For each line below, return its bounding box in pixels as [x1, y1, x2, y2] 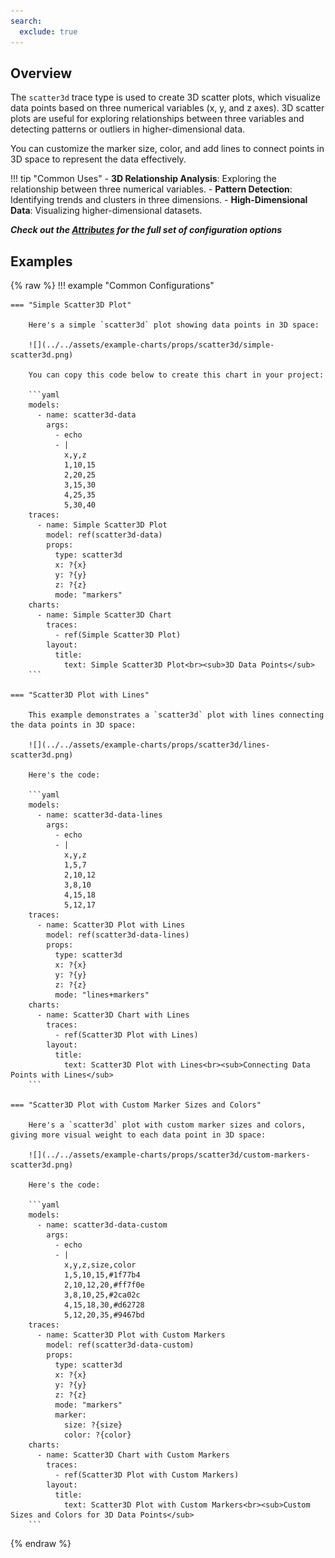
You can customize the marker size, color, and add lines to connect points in [10, 143, 325, 155]
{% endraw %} [10, 1538, 72, 1550]
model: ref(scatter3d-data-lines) [46, 930, 190, 940]
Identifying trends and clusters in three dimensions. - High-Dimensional [10, 194, 308, 206]
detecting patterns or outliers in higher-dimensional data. [10, 123, 246, 135]
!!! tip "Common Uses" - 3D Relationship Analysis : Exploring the [10, 173, 277, 185]
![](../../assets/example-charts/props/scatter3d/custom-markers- [28, 1150, 311, 1160]
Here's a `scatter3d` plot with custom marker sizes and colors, [28, 1120, 307, 1130]
